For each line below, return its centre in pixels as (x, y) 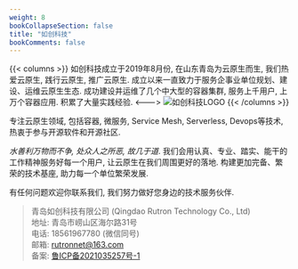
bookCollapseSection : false (61, 26)
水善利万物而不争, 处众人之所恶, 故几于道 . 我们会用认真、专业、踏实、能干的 (148, 151)
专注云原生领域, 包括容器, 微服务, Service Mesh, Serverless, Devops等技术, (146, 121)
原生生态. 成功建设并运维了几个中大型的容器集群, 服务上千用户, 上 (167, 91)
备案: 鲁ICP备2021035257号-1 (85, 256)
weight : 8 (28, 17)
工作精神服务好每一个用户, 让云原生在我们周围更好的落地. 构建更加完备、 (142, 162)
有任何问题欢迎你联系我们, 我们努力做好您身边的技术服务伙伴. (122, 192)
